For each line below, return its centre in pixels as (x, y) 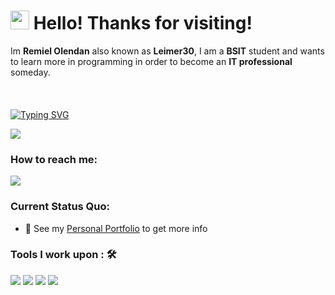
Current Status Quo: (60, 207)
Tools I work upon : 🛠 (63, 255)
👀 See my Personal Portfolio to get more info (116, 228)
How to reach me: (54, 159)
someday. (30, 72)
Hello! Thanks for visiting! (143, 23)
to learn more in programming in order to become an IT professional (151, 61)
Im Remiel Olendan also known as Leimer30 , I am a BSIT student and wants (167, 51)
